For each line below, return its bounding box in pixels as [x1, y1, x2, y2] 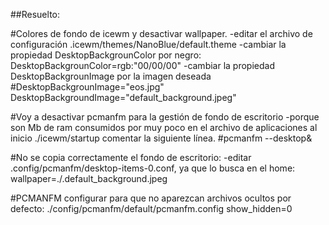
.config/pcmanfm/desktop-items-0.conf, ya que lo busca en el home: [10, 162, 296, 174]
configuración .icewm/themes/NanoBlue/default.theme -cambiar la [10, 39, 287, 50]
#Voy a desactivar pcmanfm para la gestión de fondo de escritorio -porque [10, 111, 320, 123]
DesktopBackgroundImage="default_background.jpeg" [10, 92, 237, 103]
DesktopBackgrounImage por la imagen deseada [10, 70, 212, 82]
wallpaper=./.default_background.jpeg [10, 173, 168, 184]
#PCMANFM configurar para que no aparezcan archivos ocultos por [10, 192, 292, 204]
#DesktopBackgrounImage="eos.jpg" [10, 81, 165, 93]
